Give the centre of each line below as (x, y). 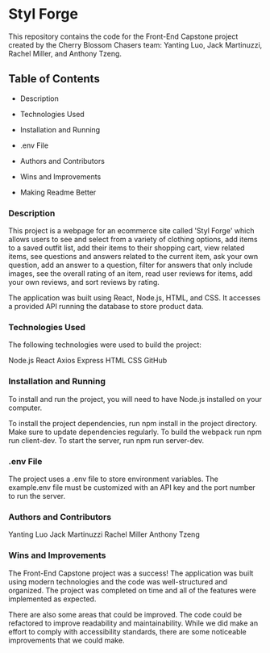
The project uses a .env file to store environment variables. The (114, 479)
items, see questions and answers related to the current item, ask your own (133, 257)
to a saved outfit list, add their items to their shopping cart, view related (127, 248)
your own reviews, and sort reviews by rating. (84, 283)
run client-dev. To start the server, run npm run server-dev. (106, 440)
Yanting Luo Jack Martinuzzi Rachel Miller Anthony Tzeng (104, 534)
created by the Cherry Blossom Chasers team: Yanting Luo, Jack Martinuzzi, (135, 44)
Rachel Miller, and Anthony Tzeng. (65, 53)
